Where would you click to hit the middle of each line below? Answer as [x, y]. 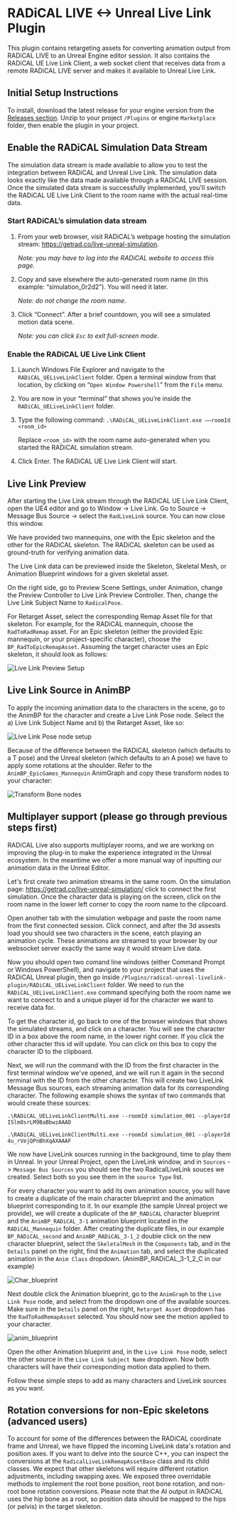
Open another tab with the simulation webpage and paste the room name [114, 918]
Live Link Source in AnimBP [69, 691]
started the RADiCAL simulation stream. [75, 448]
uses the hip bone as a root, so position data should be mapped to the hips [117, 1499]
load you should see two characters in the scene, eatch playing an [104, 933]
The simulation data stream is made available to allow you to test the [107, 164]
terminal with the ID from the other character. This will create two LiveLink [115, 1080]
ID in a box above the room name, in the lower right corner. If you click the [116, 1036]
